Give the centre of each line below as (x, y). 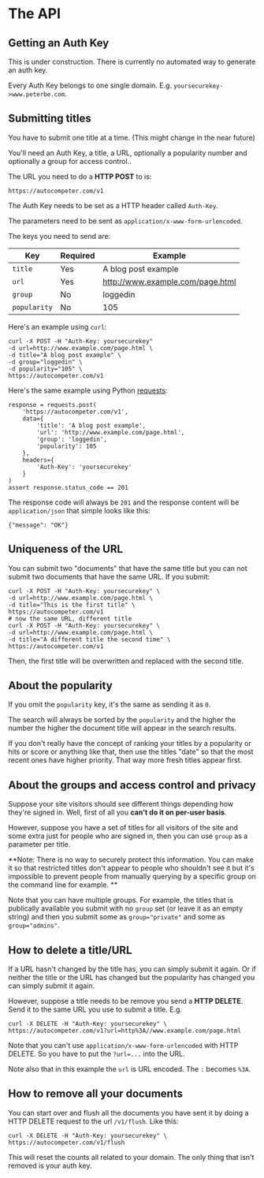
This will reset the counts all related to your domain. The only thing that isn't (131, 1157)
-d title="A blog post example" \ (65, 355)
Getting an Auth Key (59, 43)
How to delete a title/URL (70, 950)
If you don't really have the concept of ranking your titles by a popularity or (130, 744)
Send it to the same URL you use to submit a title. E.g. (95, 1009)
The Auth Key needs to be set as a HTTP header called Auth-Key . (113, 205)
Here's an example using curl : (58, 326)
